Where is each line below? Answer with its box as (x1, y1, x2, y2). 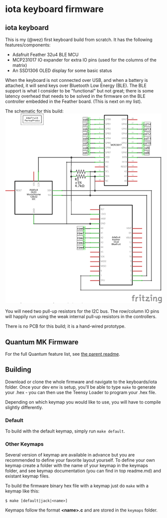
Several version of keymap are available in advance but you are (5, 452, 135, 458)
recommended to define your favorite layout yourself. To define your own (5, 457, 155, 463)
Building (5, 366, 31, 374)
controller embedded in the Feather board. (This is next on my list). (5, 98, 142, 104)
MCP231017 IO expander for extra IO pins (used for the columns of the (12, 57, 157, 63)
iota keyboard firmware (5, 3, 104, 15)
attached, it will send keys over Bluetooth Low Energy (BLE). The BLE (5, 82, 147, 88)
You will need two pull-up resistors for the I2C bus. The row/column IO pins (5, 308, 160, 314)
